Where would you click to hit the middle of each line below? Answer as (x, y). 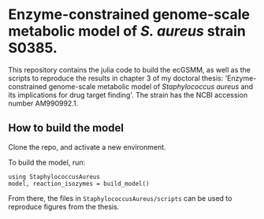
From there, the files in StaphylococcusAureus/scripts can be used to (120, 198)
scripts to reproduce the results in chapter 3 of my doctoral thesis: (116, 78)
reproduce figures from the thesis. (64, 206)
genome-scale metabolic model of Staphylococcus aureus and (151, 86)
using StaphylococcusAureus (54, 176)
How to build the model (66, 128)
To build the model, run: (46, 162)
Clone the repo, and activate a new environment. (87, 147)
